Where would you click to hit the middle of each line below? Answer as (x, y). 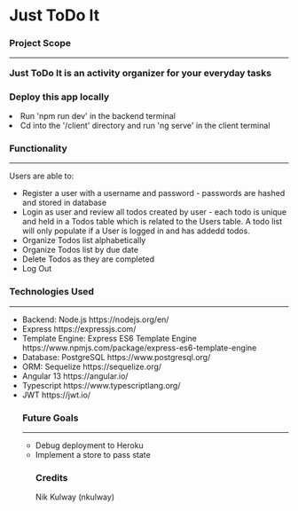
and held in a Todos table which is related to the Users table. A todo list (152, 222)
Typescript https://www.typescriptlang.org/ (101, 385)
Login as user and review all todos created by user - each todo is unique (154, 212)
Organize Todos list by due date (80, 250)
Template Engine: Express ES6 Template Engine (109, 338)
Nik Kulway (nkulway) (75, 497)
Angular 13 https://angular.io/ (75, 376)
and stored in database (64, 203)
